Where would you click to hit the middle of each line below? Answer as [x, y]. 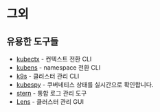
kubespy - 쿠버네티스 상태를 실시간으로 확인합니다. [85, 85]
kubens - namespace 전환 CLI [58, 68]
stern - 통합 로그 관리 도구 [52, 93]
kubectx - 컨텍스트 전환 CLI [54, 59]
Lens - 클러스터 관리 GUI [50, 102]
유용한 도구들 [33, 41]
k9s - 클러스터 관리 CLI [48, 76]
